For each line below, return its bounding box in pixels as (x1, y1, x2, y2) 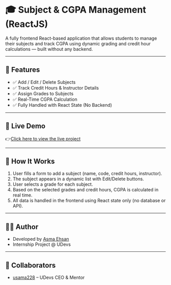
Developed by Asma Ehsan (12, 236, 70, 242)
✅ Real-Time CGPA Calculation (12, 96, 77, 102)
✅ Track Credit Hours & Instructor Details (12, 84, 99, 91)
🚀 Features (5, 66, 40, 74)
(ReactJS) (5, 18, 48, 30)
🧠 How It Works (5, 157, 55, 165)
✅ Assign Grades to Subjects (12, 90, 74, 97)
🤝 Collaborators (5, 261, 56, 270)
